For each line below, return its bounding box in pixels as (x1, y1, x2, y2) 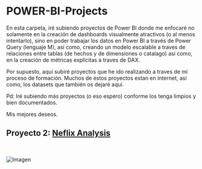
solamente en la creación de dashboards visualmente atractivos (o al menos (6, 30, 195, 37)
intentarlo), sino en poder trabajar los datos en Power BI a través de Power (6, 37, 191, 44)
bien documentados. (6, 98, 58, 106)
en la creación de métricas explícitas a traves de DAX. (6, 56, 140, 63)
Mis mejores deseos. (6, 110, 58, 118)
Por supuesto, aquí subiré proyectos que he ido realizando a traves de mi (6, 68, 188, 75)
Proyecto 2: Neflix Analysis (6, 128, 110, 138)
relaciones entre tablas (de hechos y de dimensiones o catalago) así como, (6, 49, 193, 57)
